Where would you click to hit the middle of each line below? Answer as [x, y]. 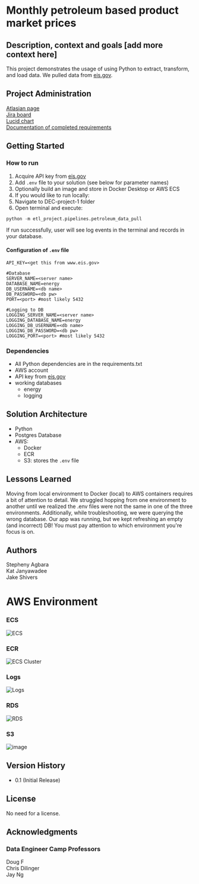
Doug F [15, 862]
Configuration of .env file [38, 250]
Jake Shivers [22, 577]
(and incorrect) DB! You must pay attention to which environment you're [94, 525]
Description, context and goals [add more [85, 45]
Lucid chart [20, 121]
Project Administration [49, 94]
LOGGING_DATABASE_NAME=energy [44, 320]
